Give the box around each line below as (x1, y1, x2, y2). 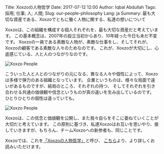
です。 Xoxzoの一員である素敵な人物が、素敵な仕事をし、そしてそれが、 (5, 39, 150, 45)
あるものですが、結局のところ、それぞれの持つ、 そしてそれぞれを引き (13, 83, 156, 89)
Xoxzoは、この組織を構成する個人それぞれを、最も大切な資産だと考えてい (5, 27, 155, 33)
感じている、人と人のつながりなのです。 (9, 51, 90, 57)
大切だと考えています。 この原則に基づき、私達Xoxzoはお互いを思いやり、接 (5, 121, 159, 127)
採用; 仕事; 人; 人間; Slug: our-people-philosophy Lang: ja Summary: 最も (5, 10, 151, 16)
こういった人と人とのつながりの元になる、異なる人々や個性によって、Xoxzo (5, 71, 158, 77)
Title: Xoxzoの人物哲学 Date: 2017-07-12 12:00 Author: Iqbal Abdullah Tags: (5, 4, 156, 10)
